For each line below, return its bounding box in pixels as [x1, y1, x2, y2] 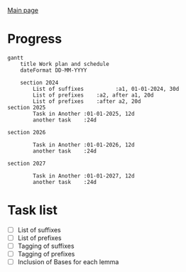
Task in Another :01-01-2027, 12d [33, 172, 135, 180]
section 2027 [7, 160, 46, 167]
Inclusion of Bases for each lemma [17, 258, 119, 266]
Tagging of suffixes [17, 241, 75, 250]
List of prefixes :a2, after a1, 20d [33, 92, 154, 99]
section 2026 [7, 129, 46, 136]
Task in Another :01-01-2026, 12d [33, 141, 135, 148]
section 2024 [20, 79, 59, 86]
